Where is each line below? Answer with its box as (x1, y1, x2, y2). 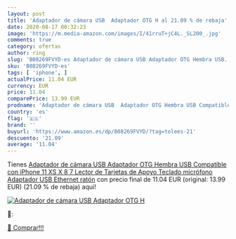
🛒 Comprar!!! (7, 224, 44, 232)
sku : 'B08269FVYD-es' (7, 63, 71, 70)
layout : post (7, 10, 46, 18)
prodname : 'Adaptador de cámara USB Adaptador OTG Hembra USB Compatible (7, 102, 231, 109)
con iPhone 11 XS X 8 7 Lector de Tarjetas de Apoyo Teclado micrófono (7, 168, 213, 176)
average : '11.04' (7, 141, 58, 148)
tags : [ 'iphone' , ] (7, 69, 68, 76)
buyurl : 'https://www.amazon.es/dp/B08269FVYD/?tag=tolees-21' (7, 128, 197, 135)
